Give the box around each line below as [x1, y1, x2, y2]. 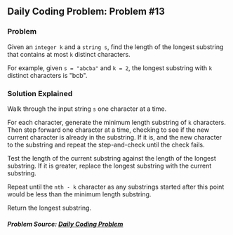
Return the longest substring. [7, 203, 92, 212]
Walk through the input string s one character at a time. [7, 105, 167, 113]
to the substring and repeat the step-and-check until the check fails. [7, 140, 205, 149]
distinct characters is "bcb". [7, 71, 88, 79]
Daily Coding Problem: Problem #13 [7, 6, 165, 18]
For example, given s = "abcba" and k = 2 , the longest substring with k [7, 63, 213, 72]
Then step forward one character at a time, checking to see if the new [7, 126, 209, 134]
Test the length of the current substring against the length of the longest [7, 154, 216, 162]
